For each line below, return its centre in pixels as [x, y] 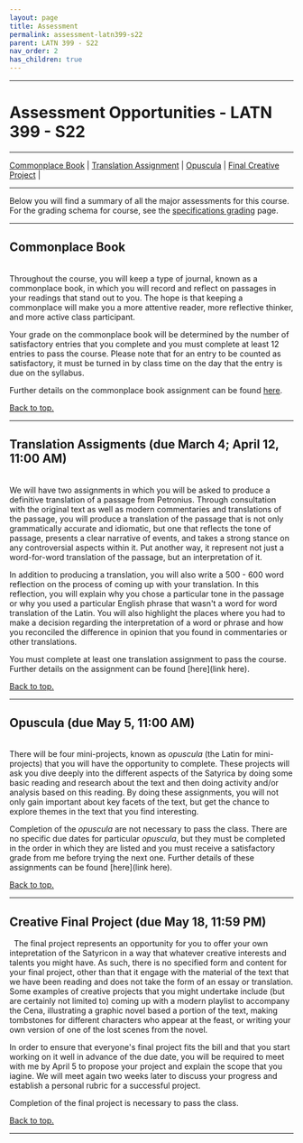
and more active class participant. [72, 317]
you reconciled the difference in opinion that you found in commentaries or [148, 631]
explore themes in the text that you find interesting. [104, 812]
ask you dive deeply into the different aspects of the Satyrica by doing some [151, 773]
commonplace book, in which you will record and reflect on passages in [143, 288]
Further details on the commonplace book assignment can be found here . [146, 390]
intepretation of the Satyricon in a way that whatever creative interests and [148, 954]
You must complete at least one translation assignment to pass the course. [148, 659]
